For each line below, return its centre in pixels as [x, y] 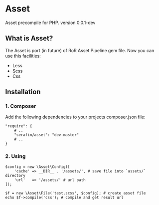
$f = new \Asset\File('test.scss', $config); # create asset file [76, 193]
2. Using [15, 156]
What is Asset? [29, 38]
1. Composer [21, 106]
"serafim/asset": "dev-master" [47, 135]
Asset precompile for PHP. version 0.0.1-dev [50, 23]
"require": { [19, 126]
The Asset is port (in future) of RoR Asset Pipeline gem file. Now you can [80, 50]
